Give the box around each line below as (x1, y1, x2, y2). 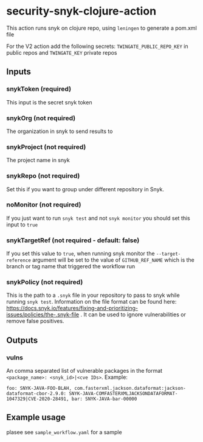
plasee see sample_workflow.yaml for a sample (6, 428, 123, 435)
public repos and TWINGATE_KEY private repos (6, 49, 117, 56)
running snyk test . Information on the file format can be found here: (6, 298, 177, 305)
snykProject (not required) (6, 143, 86, 151)
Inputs (6, 67, 32, 77)
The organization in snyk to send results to (6, 127, 113, 135)
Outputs (6, 335, 38, 345)
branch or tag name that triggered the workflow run (6, 263, 136, 270)
